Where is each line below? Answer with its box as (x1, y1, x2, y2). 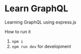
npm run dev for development (11, 43, 71, 49)
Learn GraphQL (4, 3, 69, 14)
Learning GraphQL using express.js (4, 19, 77, 25)
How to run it (4, 28, 31, 34)
